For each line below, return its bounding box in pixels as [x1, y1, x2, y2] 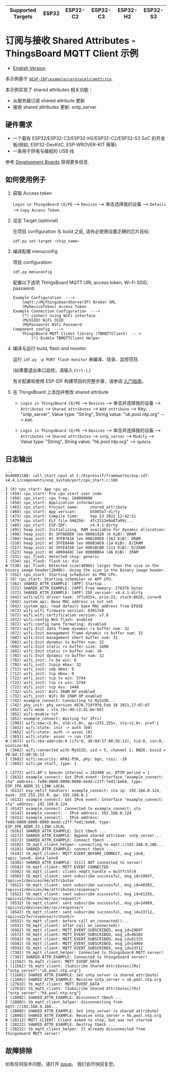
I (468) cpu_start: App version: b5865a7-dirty [5, 509, 120, 515]
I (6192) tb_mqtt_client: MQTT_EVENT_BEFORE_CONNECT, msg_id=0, [5, 851, 145, 857]
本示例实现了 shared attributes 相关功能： [5, 86, 93, 93]
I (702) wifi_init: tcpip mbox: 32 [5, 662, 81, 667]
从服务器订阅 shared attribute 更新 [12, 97, 85, 103]
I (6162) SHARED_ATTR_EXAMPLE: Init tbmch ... [5, 829, 106, 834]
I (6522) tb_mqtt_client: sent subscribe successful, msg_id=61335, [5, 892, 155, 897]
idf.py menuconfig [12, 269, 52, 275]
